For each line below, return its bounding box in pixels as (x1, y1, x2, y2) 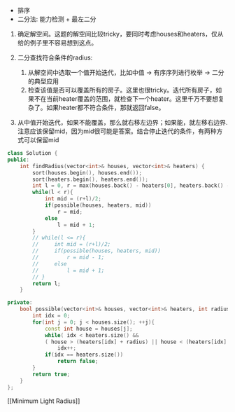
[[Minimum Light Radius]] (7, 397, 80, 405)
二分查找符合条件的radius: (17, 53, 93, 62)
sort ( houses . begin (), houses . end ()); (32, 169, 142, 177)
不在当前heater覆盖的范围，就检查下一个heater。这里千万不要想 (34, 95, 219, 103)
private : (7, 299, 33, 306)
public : (7, 156, 30, 163)
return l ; (32, 280, 61, 287)
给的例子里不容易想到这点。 (17, 39, 98, 47)
